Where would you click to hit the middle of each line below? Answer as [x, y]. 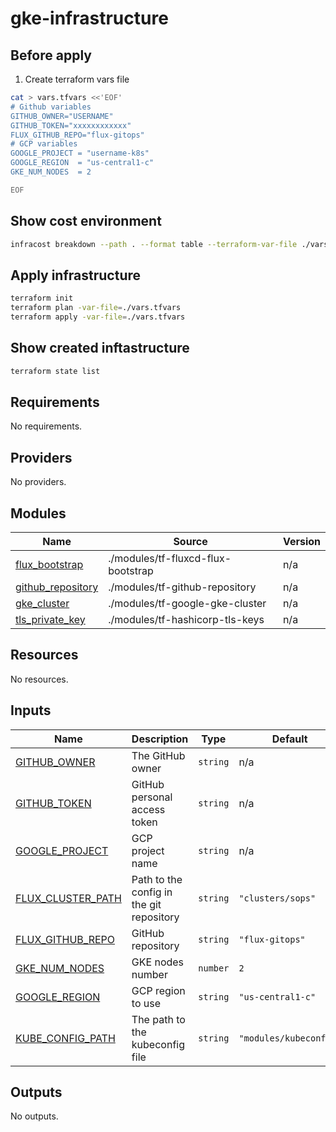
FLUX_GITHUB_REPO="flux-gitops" [77, 135]
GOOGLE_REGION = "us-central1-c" [82, 163]
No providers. [38, 482]
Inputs [31, 710]
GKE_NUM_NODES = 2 [51, 172]
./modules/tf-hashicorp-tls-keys [186, 619]
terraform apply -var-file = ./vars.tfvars [98, 317]
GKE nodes [158, 962]
